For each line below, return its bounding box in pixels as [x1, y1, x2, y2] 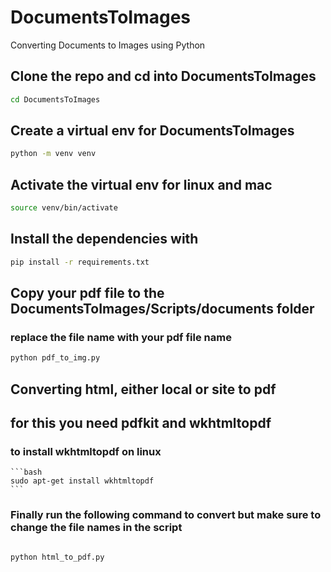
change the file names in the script [10, 521, 183, 535]
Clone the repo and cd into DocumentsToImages [10, 68, 317, 85]
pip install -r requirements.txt [10, 257, 150, 267]
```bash [10, 467, 43, 478]
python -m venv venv [10, 149, 97, 159]
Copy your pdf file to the [10, 285, 165, 302]
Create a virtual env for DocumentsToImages [10, 122, 295, 140]
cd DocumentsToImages [10, 94, 101, 105]
